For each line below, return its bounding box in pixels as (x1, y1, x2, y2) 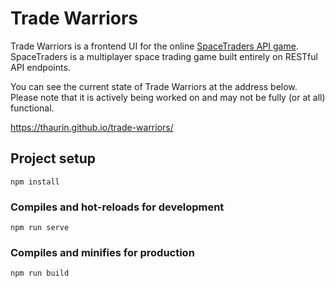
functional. (10, 102, 55, 114)
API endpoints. (10, 61, 71, 73)
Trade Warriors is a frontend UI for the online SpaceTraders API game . (10, 40, 299, 52)
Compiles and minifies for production (10, 245, 195, 259)
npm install (10, 177, 60, 187)
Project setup (10, 150, 97, 167)
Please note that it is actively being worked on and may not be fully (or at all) (10, 91, 326, 103)
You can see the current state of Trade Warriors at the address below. (10, 80, 298, 92)
